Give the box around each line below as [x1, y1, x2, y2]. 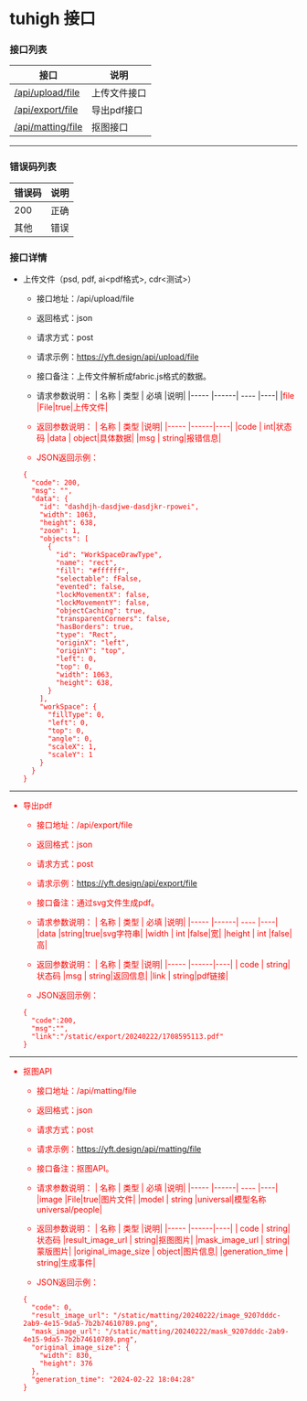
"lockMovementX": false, [56, 591, 151, 600]
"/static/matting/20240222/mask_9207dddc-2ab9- [104, 1327, 290, 1336]
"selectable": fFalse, [56, 574, 143, 583]
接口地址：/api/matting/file [36, 1086, 137, 1096]
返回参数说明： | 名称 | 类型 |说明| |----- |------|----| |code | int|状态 [36, 422, 292, 433]
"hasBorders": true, [56, 623, 134, 632]
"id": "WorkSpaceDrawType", [56, 551, 163, 560]
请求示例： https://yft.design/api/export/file [36, 878, 198, 889]
